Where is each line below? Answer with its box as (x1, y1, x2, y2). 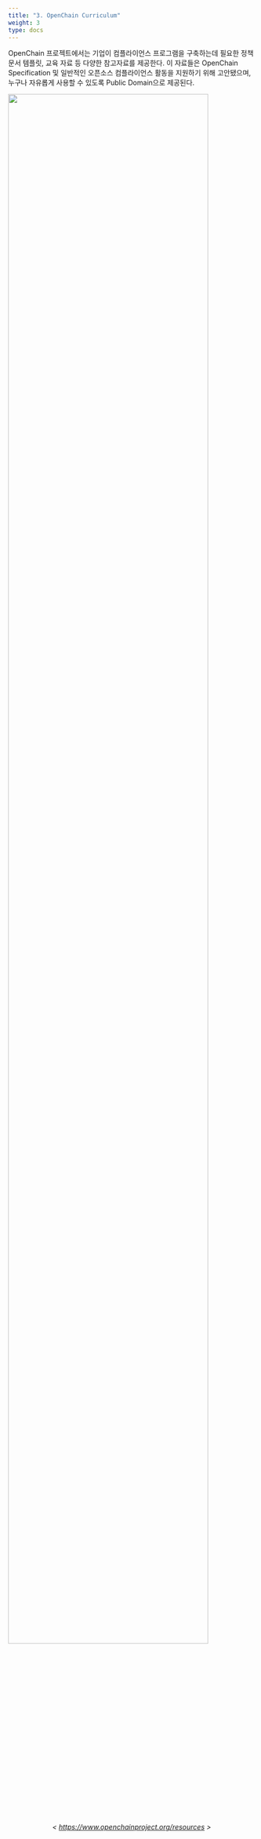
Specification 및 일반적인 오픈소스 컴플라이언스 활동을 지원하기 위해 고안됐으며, (8, 68, 252, 78)
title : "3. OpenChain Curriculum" (8, 11, 121, 20)
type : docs (8, 26, 44, 34)
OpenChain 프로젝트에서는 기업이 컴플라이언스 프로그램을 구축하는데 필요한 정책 (8, 49, 254, 58)
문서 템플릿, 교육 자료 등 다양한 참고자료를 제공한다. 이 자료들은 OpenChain (8, 58, 238, 68)
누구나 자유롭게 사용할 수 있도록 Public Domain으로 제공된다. (8, 78, 195, 87)
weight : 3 (8, 19, 41, 27)
